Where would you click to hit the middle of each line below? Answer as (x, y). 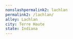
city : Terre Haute (25, 24)
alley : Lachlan (22, 19)
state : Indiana (22, 29)
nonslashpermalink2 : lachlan (36, 10)
